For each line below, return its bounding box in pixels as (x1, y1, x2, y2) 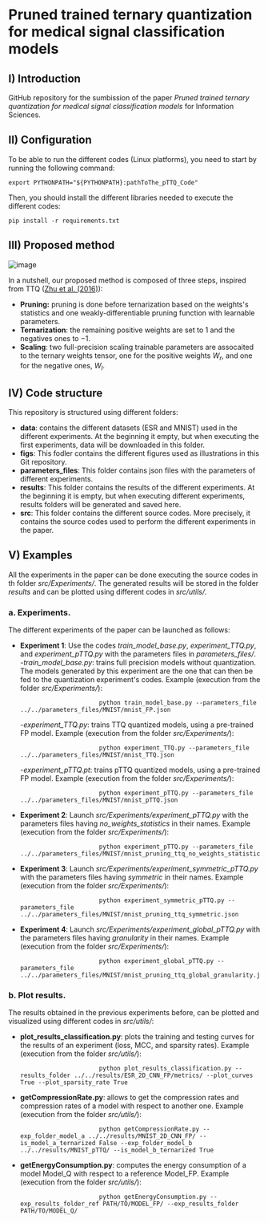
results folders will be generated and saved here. (19, 500, 182, 510)
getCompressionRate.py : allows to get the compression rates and (19, 1093, 239, 1103)
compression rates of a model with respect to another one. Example (19, 1101, 244, 1111)
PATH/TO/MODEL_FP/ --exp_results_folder (102, 1200, 239, 1209)
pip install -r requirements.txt (8, 217, 120, 225)
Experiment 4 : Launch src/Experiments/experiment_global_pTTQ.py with (19, 924, 261, 934)
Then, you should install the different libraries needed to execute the (8, 193, 234, 202)
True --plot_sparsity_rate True (19, 1079, 128, 1087)
